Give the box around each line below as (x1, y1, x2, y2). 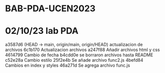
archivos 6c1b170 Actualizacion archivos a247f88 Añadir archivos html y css (5, 47, 160, 53)
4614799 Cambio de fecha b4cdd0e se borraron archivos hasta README (5, 52, 154, 58)
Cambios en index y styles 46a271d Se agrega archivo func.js (5, 62, 131, 69)
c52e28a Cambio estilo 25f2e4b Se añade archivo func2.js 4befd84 (5, 57, 144, 63)
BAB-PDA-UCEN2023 (5, 3, 96, 14)
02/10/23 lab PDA (5, 25, 79, 37)
